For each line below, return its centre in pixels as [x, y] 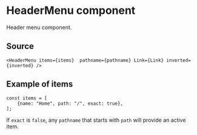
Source [20, 46]
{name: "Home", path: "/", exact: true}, [70, 104]
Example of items [40, 84]
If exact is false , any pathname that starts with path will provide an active [96, 120]
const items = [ [27, 98]
